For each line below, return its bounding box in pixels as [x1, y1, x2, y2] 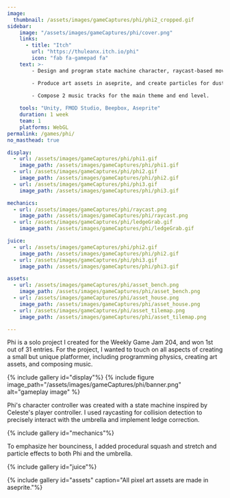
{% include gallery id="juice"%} [7, 463, 97, 471]
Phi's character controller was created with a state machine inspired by [7, 401, 207, 410]
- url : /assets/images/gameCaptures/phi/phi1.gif [13, 155, 157, 162]
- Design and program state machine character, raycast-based [31, 67, 213, 74]
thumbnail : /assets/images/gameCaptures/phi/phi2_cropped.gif [13, 16, 194, 23]
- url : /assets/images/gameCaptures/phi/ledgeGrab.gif [13, 219, 173, 226]
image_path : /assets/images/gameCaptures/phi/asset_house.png [19, 301, 201, 308]
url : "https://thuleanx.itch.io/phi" [31, 49, 139, 55]
